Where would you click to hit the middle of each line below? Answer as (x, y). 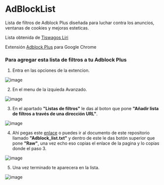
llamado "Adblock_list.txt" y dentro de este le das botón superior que (83, 138)
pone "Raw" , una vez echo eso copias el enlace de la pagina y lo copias (86, 143)
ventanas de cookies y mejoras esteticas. (47, 28)
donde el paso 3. (29, 149)
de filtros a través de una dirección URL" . (55, 114)
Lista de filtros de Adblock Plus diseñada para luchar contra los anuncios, (80, 23)
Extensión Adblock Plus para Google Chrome (51, 47)
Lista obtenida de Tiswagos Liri (37, 37)
